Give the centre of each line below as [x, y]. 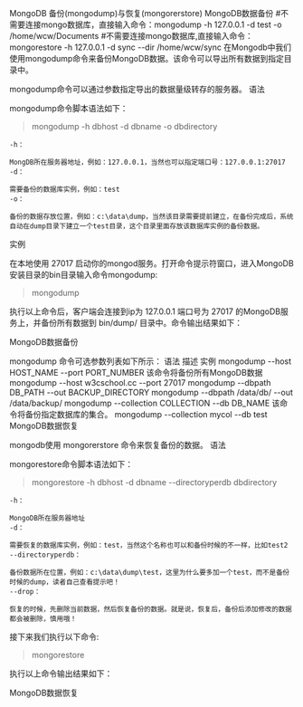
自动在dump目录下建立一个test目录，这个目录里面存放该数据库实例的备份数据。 [137, 226]
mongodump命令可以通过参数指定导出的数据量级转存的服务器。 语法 [137, 89]
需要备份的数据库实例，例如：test [65, 189]
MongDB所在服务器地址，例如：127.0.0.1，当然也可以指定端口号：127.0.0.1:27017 [148, 162]
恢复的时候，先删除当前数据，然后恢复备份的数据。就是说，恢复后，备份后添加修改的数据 [151, 609]
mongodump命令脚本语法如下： [69, 108]
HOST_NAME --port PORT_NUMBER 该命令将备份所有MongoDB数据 [136, 373]
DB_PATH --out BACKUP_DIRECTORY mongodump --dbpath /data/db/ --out [151, 392]
